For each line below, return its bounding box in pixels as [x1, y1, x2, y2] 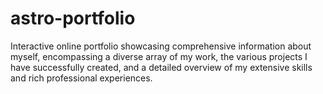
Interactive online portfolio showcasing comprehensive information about [10, 40, 312, 52]
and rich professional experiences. [10, 72, 153, 84]
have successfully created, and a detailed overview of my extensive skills [10, 61, 313, 73]
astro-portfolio [10, 7, 136, 30]
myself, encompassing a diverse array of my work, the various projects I [10, 50, 308, 62]
